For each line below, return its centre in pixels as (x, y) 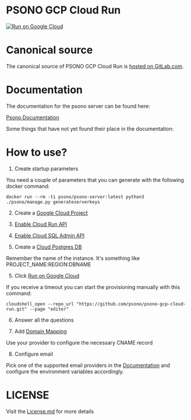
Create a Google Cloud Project (51, 213)
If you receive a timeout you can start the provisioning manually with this (93, 287)
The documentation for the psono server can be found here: (78, 106)
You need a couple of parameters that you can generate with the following (95, 180)
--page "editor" (49, 309)
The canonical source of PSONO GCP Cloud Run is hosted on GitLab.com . (95, 66)
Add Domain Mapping (40, 331)
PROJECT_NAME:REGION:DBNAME (49, 264)
